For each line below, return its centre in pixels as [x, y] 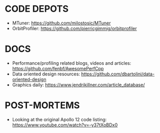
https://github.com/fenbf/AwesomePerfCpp [58, 68]
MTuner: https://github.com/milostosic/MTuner [61, 23]
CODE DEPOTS [37, 9]
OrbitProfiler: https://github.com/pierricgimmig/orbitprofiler [74, 28]
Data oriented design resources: [46, 74]
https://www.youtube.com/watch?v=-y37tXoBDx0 [65, 125]
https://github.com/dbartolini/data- [118, 74]
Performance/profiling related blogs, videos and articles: [72, 63]
